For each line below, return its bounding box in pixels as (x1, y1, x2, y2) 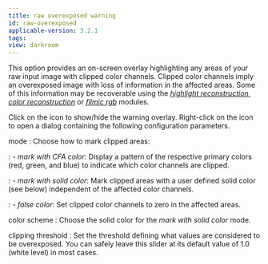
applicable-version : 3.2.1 (8, 26, 98, 34)
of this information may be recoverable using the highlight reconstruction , (8, 89, 251, 98)
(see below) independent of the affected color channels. (8, 184, 194, 194)
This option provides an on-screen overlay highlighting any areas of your (8, 63, 249, 73)
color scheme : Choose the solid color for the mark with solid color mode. (8, 215, 251, 225)
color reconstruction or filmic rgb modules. (8, 97, 150, 107)
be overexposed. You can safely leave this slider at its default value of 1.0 (8, 239, 250, 249)
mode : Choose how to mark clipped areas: (8, 136, 150, 146)
